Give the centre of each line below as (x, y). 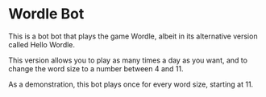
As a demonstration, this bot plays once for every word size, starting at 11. (131, 84)
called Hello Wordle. (42, 44)
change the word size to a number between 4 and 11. (96, 68)
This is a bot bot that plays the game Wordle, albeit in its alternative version (133, 36)
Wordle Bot (46, 14)
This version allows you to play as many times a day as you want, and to (128, 60)
